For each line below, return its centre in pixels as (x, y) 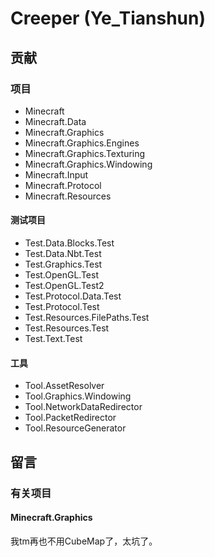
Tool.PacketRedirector (70, 418)
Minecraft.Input (56, 174)
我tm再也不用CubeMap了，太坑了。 (84, 541)
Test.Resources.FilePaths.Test (87, 318)
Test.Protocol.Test (62, 307)
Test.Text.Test (53, 339)
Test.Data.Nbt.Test (63, 254)
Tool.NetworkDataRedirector (83, 407)
